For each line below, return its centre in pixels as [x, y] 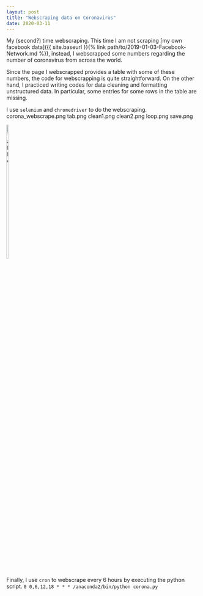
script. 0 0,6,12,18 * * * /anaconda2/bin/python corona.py [82, 586]
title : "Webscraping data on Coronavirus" [61, 18]
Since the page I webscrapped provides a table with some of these [91, 72]
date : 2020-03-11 [28, 23]
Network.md [22, 54]
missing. [17, 98]
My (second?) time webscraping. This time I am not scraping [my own [94, 41]
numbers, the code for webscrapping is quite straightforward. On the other [100, 78]
